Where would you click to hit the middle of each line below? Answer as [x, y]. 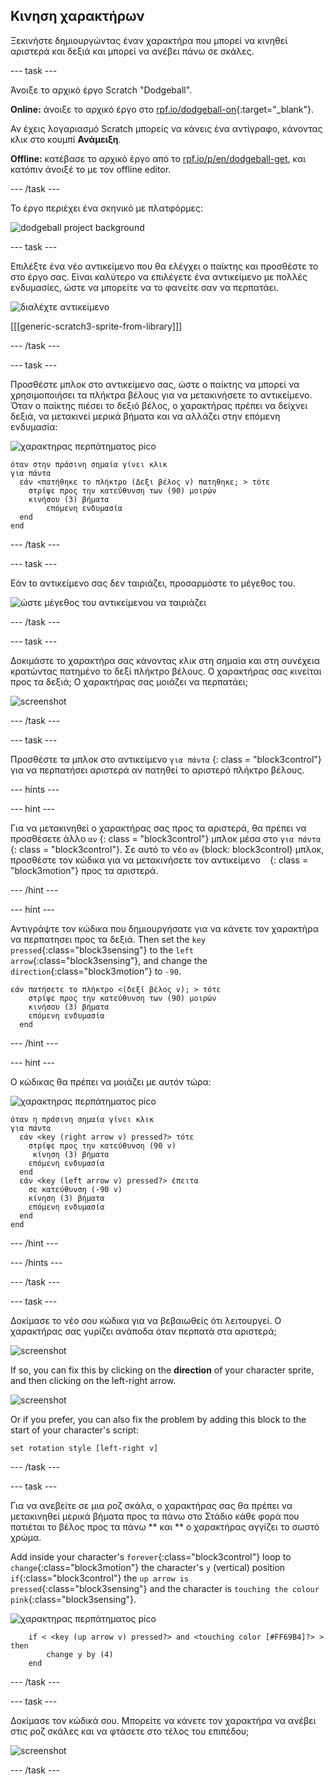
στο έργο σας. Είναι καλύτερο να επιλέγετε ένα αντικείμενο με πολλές [159, 276]
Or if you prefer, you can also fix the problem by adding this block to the [158, 1419]
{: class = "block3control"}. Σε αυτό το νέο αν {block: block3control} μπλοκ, [167, 849]
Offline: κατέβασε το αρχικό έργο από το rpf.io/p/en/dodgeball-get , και [158, 158]
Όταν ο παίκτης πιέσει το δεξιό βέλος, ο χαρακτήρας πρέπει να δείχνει [159, 405]
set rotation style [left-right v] [84, 1448]
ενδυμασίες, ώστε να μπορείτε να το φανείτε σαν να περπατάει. [144, 287]
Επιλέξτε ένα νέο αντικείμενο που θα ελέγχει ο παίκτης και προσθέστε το [164, 266]
